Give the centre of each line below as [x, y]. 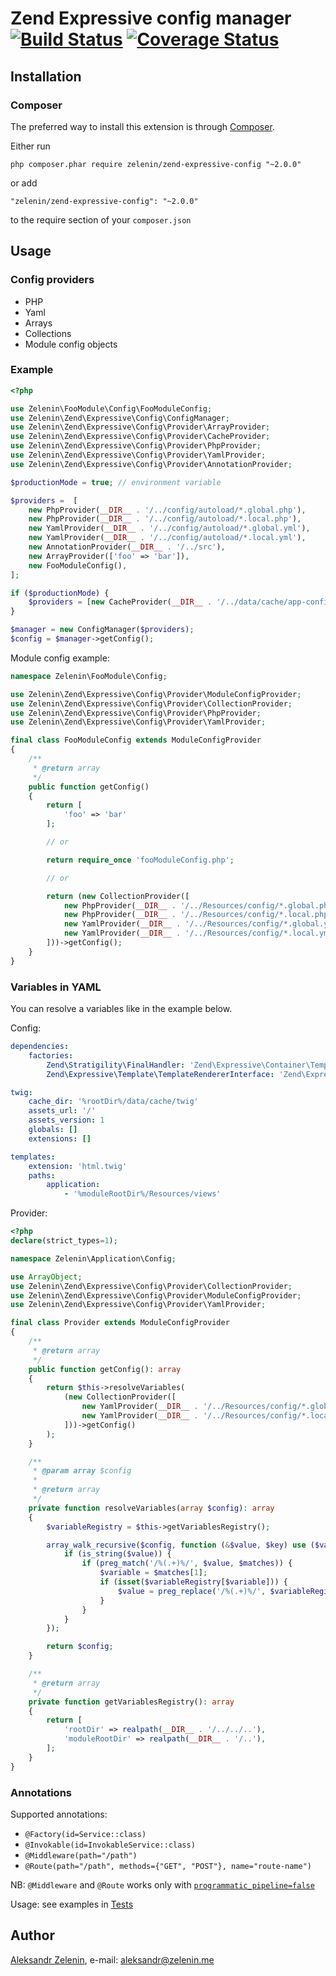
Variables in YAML [56, 987]
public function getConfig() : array [105, 1369]
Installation [46, 76]
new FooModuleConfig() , [78, 565]
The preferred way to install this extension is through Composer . [142, 126]
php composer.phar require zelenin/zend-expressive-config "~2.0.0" [156, 164]
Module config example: [60, 658]
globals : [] [53, 1130]
